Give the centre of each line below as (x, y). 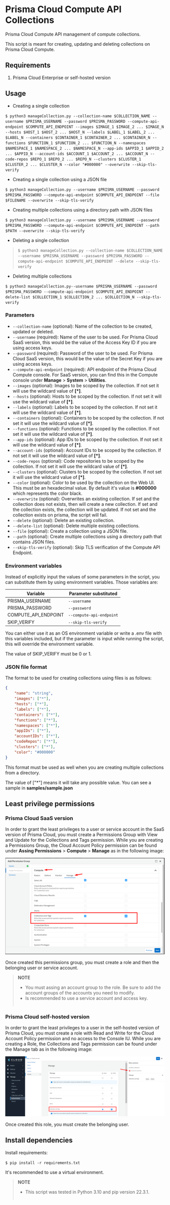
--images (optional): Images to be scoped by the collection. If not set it (86, 385)
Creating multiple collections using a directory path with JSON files (82, 210)
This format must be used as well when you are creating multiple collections (84, 767)
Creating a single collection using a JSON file (60, 179)
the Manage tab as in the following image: (49, 1049)
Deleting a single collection (41, 240)
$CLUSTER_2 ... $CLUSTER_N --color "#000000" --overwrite (68, 164)
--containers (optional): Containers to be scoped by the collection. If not (88, 418)
